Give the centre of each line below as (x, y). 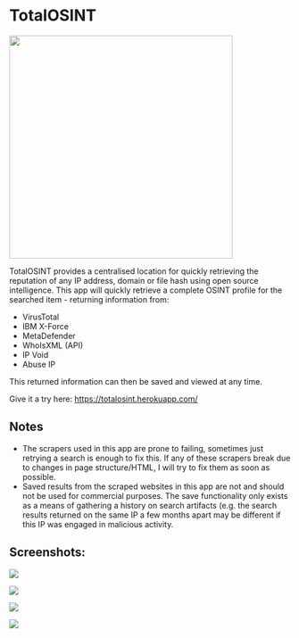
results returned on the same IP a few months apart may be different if (151, 515)
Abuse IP (39, 364)
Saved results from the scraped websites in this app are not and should (153, 486)
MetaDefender (49, 336)
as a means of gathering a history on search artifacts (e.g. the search (149, 505)
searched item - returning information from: (89, 299)
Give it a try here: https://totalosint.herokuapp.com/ (104, 399)
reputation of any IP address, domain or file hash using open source (134, 280)
